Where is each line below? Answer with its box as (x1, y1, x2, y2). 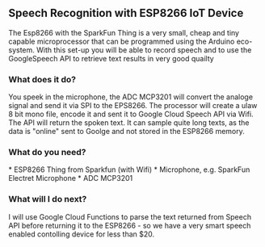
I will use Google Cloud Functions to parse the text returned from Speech (8, 211, 252, 221)
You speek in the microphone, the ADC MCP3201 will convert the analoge (8, 92, 253, 102)
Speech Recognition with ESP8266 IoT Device (8, 6, 244, 20)
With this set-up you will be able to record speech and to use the (36, 44, 252, 55)
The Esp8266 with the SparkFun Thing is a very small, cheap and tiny (8, 27, 240, 37)
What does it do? (8, 73, 77, 85)
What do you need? (8, 147, 86, 158)
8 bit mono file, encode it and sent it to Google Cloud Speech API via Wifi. (8, 109, 254, 119)
